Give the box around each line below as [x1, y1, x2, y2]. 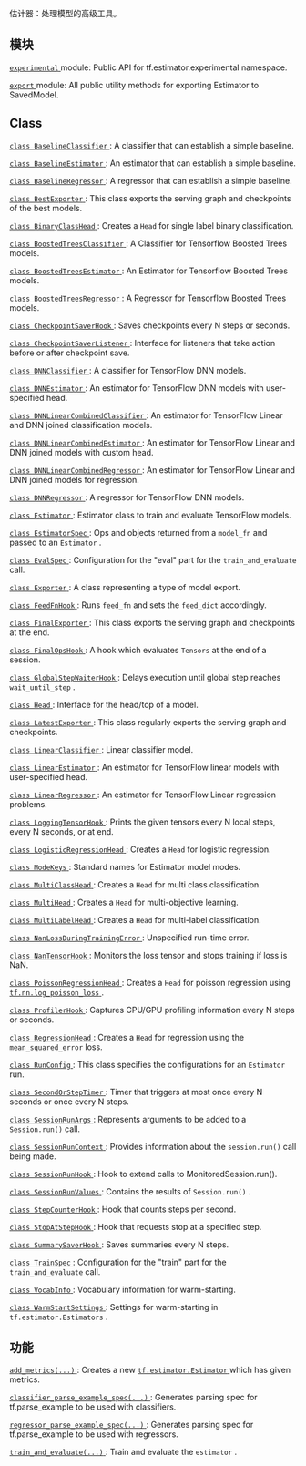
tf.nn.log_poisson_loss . [9, 987, 105, 998]
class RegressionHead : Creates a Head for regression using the [9, 1031, 244, 1042]
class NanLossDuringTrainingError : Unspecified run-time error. [9, 932, 250, 943]
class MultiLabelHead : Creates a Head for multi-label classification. [9, 914, 261, 925]
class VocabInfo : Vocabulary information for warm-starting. [9, 1284, 237, 1295]
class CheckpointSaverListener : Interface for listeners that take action [9, 337, 276, 348]
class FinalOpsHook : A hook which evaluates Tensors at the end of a [9, 644, 267, 655]
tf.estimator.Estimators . [9, 1311, 108, 1322]
